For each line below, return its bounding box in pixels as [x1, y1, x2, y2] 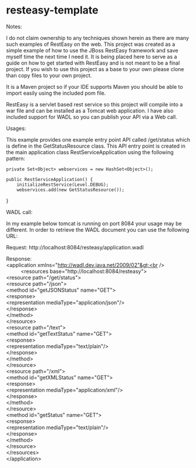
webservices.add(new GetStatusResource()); [16, 186, 125, 193]
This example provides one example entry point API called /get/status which [6, 136, 191, 143]
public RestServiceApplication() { [6, 176, 93, 182]
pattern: [6, 155, 25, 162]
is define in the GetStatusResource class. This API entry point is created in [6, 142, 186, 149]
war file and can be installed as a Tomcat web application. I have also [6, 107, 174, 114]
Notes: [6, 23, 22, 30]
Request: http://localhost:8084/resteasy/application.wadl [6, 243, 144, 250]
